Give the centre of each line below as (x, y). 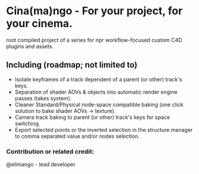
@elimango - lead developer (41, 164)
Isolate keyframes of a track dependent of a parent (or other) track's (98, 79)
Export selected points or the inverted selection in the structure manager (104, 129)
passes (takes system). (43, 98)
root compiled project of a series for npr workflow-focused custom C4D (94, 40)
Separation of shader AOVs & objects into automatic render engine (96, 92)
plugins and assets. (30, 46)
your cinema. (40, 23)
